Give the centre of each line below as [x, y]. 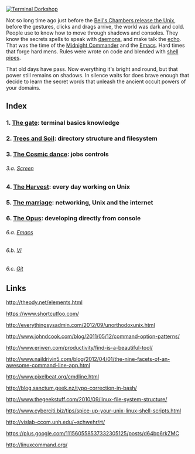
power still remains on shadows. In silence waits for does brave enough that [97, 75]
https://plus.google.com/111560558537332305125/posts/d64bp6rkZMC [93, 433]
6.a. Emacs [20, 232]
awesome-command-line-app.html [48, 366]
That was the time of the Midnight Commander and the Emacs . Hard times [96, 45]
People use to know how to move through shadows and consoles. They [92, 33]
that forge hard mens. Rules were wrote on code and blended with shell [92, 52]
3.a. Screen [20, 168]
